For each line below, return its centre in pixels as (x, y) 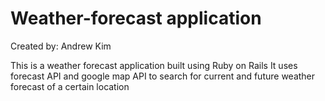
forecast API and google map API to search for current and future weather (163, 76)
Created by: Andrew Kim (61, 46)
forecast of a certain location (70, 86)
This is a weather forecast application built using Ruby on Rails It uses (154, 65)
